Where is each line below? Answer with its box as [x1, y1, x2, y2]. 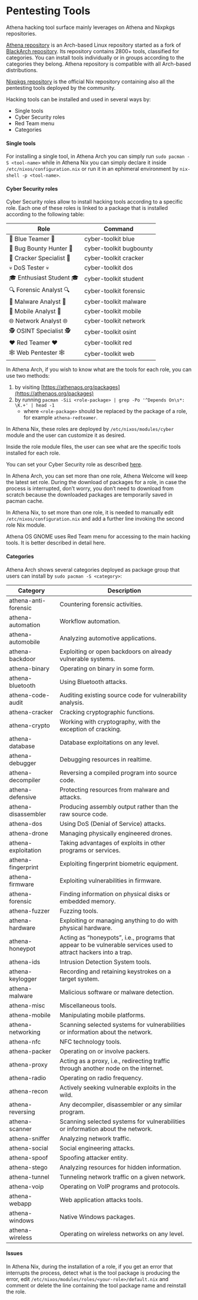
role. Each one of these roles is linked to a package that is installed [6, 205, 168, 212]
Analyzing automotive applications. [60, 634, 157, 642]
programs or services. [60, 846, 121, 854]
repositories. [6, 30, 37, 37]
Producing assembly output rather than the [60, 802, 179, 811]
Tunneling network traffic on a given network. [60, 1172, 186, 1181]
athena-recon [9, 1087, 48, 1095]
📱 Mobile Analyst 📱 [9, 307, 61, 316]
